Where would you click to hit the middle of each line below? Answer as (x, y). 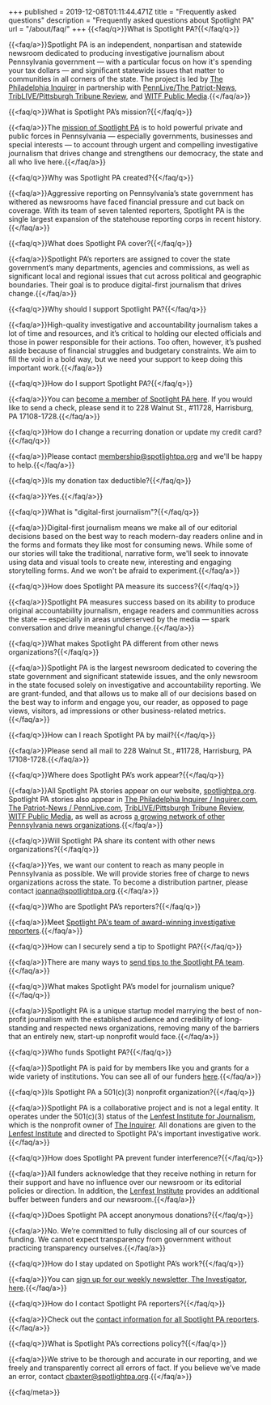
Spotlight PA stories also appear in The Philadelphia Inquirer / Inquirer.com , (133, 799)
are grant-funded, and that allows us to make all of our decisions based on (133, 694)
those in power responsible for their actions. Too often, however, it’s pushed (135, 342)
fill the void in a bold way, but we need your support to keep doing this (125, 359)
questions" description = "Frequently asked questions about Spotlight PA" (131, 20)
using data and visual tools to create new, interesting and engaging (120, 562)
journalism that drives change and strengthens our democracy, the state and (136, 153)
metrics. (212, 711)
